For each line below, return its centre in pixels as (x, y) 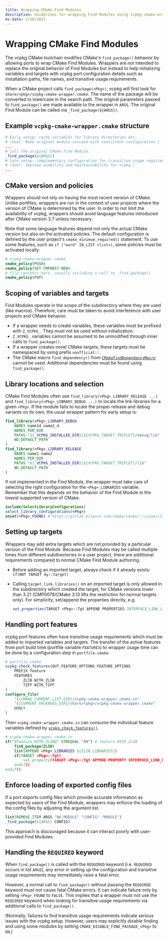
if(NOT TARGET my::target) (40, 574)
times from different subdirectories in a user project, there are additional (79, 554)
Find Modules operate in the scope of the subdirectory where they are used (83, 305)
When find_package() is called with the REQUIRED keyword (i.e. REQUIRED (78, 864)
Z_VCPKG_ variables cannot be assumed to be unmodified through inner (85, 337)
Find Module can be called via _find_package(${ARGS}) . (62, 110)
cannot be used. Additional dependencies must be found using (77, 363)
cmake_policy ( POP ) (24, 278)
